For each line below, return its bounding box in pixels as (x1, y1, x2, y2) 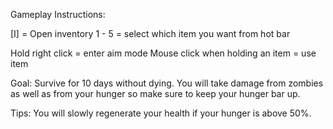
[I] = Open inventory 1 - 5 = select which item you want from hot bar (10, 28, 291, 39)
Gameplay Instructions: (10, 9, 106, 20)
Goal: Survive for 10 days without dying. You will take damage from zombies (10, 77, 324, 89)
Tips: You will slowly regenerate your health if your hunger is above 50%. (10, 107, 312, 119)
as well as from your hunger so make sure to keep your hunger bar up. (10, 88, 301, 99)
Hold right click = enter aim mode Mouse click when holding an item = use (10, 47, 317, 59)
